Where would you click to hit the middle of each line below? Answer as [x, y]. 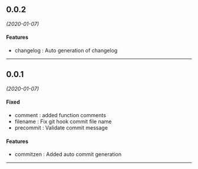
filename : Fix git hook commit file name [63, 122]
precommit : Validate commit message [61, 128]
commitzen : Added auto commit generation [68, 154]
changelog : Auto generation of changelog [66, 51]
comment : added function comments [60, 115]
